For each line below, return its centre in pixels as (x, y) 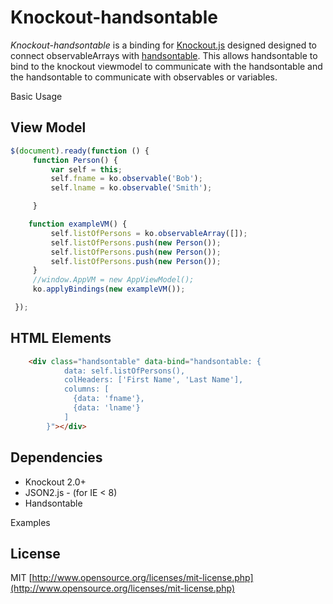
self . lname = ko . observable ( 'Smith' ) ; (131, 188)
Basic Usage (36, 96)
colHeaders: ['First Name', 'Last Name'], (153, 380)
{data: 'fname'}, (109, 399)
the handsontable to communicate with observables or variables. (144, 77)
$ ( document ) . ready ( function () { (80, 151)
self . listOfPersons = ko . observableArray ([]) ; (149, 233)
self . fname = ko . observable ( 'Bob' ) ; (126, 179)
